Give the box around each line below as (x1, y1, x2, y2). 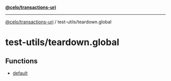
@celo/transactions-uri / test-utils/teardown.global (5, 19, 112, 25)
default (12, 70, 28, 76)
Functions (5, 57, 38, 65)
